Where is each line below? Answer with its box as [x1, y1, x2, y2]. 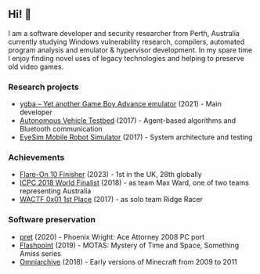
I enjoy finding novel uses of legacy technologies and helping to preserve [8, 53, 245, 63]
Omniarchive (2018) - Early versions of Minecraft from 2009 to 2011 [19, 257, 237, 266]
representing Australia [19, 186, 92, 196]
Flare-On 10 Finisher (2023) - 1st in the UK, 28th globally [19, 170, 202, 179]
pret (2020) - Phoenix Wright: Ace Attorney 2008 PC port [19, 232, 205, 241]
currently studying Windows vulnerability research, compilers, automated [8, 37, 245, 46]
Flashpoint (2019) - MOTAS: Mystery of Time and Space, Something [19, 240, 240, 250]
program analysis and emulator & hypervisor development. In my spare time [8, 45, 253, 55]
